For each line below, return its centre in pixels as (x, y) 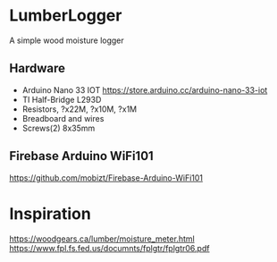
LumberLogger (66, 16)
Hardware (37, 68)
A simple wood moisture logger (67, 40)
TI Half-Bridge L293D (62, 99)
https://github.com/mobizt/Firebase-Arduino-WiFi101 (106, 177)
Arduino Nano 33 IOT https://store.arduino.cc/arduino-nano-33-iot (145, 89)
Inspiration (50, 213)
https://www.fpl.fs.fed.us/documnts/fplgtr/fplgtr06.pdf (109, 248)
